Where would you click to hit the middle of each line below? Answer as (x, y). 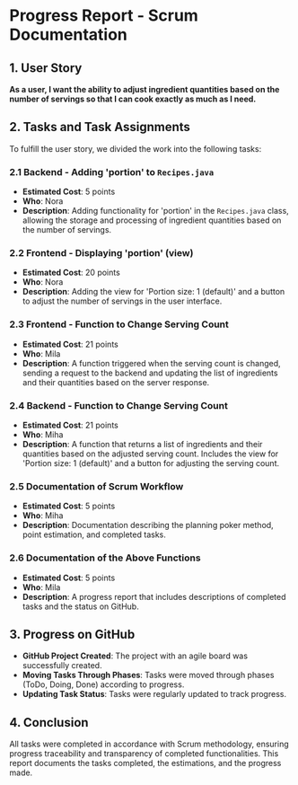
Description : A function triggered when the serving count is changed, (151, 363)
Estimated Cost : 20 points (71, 273)
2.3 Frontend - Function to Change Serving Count (119, 324)
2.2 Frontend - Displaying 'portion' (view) (101, 253)
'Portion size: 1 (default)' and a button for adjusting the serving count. (151, 463)
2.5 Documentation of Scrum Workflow (96, 486)
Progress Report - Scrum (104, 16)
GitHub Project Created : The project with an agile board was (135, 656)
